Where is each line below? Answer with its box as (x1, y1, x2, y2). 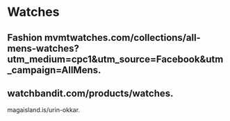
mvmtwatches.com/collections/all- (44, 32, 202, 44)
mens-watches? (7, 42, 80, 54)
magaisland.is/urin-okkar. (7, 106, 81, 114)
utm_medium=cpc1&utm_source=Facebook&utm (7, 53, 224, 65)
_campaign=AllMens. (7, 64, 101, 76)
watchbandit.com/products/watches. (7, 87, 174, 99)
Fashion (7, 32, 43, 44)
